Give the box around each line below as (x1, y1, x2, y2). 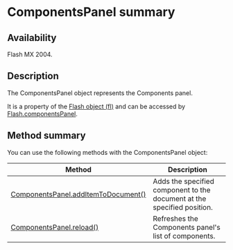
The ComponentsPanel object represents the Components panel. (7, 88, 193, 97)
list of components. (152, 231, 216, 240)
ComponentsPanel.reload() (10, 222, 99, 232)
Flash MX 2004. (7, 50, 53, 58)
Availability (7, 32, 57, 44)
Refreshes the (152, 213, 199, 223)
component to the (152, 185, 211, 194)
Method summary (7, 130, 86, 142)
